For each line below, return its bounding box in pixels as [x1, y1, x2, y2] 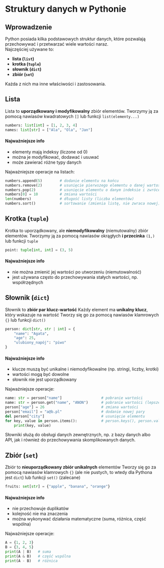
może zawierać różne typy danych [12, 159, 82, 165]
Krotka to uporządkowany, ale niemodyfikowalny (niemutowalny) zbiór [5, 227, 149, 233]
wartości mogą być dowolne [12, 371, 69, 377]
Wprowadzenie [5, 23, 52, 31]
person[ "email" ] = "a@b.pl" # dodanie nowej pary [5, 409, 145, 414]
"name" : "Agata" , [14, 331, 49, 336]
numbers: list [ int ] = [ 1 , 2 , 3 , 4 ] [5, 123, 78, 128]
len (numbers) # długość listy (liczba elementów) [5, 197, 134, 201]
